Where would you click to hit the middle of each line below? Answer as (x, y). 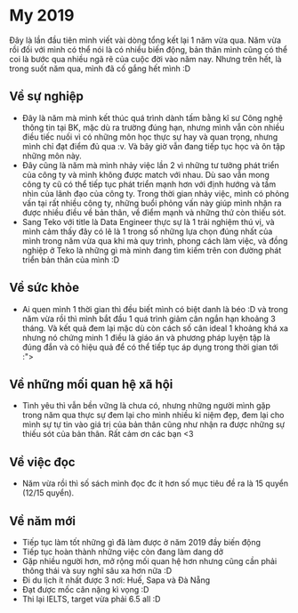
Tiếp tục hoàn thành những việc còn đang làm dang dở (123, 552)
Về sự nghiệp (47, 97)
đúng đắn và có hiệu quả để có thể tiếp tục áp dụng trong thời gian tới (150, 347)
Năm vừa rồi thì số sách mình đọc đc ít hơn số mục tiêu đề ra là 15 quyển (155, 484)
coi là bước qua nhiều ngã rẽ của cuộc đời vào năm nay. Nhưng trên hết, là (145, 59)
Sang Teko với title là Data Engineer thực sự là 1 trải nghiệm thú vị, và (148, 222)
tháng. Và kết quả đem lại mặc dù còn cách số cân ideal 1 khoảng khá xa (155, 328)
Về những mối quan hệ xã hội (91, 384)
